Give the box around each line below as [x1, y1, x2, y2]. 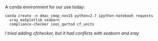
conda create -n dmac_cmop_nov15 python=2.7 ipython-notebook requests [5, 14, 153, 18]
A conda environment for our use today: [5, 4, 85, 10]
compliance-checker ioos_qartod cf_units [9, 22, 95, 27]
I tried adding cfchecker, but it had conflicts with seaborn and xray [5, 30, 140, 36]
